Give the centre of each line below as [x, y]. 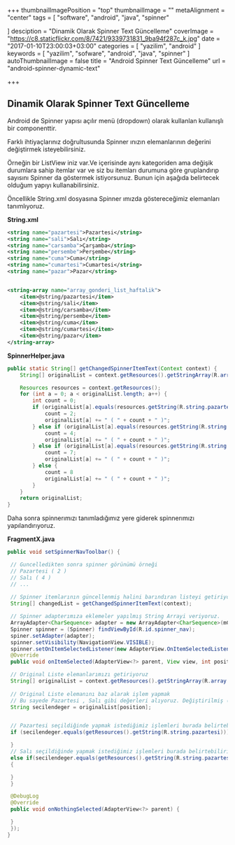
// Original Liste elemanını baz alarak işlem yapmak [90, 694]
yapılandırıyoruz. [31, 526]
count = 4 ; [60, 433]
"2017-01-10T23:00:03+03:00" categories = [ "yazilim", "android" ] [104, 46]
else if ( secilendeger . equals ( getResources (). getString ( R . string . [107, 758]
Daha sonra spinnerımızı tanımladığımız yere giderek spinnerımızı [101, 518]
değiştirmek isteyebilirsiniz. [47, 149]
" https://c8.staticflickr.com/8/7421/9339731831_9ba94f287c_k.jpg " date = [114, 39]
